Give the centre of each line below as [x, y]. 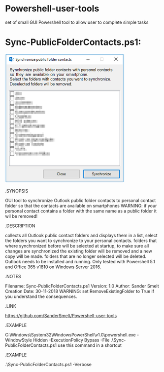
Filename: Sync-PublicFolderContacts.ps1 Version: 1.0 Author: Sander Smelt [82, 286]
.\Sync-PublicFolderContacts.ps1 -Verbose [49, 364]
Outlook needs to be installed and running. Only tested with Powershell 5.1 [80, 261]
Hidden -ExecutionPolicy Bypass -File [71, 340]
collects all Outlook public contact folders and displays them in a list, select [81, 235]
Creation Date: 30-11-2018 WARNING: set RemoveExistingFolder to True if [80, 291]
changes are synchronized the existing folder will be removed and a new [79, 251]
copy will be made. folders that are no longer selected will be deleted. [76, 256]
